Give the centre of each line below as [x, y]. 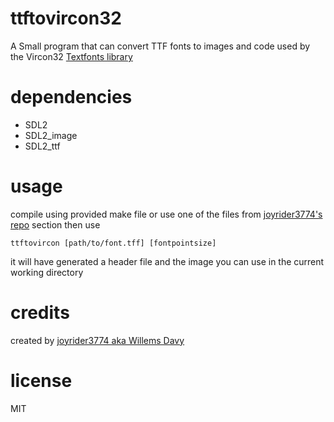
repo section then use [55, 224]
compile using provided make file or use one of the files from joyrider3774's [166, 214]
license [41, 380]
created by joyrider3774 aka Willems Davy [97, 340]
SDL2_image [51, 135]
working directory [47, 272]
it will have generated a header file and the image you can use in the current [167, 261]
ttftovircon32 [66, 18]
